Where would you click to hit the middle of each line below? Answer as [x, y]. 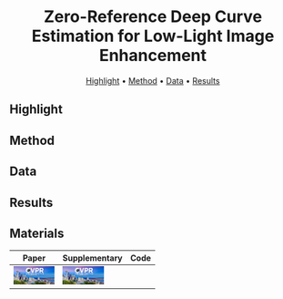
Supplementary [92, 258]
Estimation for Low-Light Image [153, 36]
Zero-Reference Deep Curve [153, 17]
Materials [37, 233]
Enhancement [153, 56]
